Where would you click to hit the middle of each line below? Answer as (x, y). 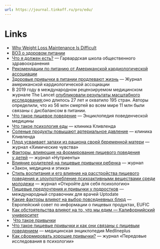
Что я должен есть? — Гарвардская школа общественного (74, 58)
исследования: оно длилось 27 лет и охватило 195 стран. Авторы (80, 100)
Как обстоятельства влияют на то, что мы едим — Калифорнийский (83, 210)
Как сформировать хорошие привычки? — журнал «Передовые (79, 236)
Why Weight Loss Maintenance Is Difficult (54, 48)
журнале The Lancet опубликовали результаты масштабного (76, 94)
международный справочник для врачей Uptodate (65, 194)
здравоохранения (31, 63)
